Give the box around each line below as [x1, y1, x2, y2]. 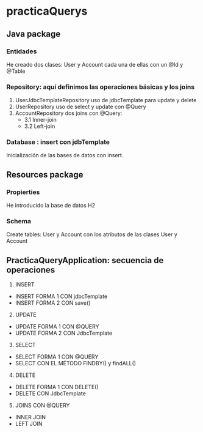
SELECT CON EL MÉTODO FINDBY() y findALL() [15, 360, 136, 367]
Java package [6, 29, 61, 39]
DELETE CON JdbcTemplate [15, 390, 87, 397]
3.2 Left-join [24, 122, 55, 130]
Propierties [6, 188, 40, 196]
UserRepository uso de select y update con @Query [15, 103, 146, 111]
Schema [6, 217, 32, 226]
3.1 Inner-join [24, 116, 57, 124]
